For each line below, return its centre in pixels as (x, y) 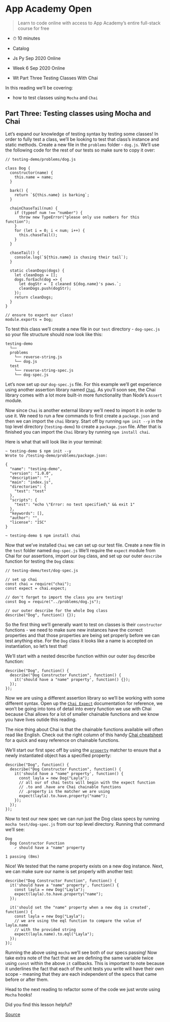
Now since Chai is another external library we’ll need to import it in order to (83, 410)
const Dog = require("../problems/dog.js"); (53, 602)
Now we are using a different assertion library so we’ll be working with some (85, 698)
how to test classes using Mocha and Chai (55, 98)
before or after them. (27, 979)
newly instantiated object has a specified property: (58, 755)
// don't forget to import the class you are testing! (64, 597)
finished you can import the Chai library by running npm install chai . (78, 432)
